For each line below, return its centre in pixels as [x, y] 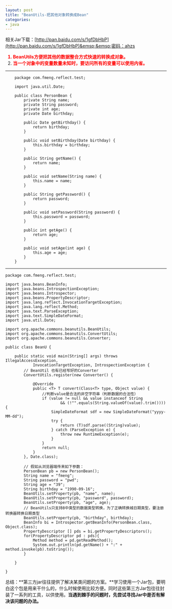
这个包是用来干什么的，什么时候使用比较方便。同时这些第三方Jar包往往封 [87, 588]
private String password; [51, 105]
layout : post [19, 10]
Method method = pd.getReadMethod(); [73, 541]
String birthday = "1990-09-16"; [59, 489]
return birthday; [51, 127]
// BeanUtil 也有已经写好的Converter [61, 371]
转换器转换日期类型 [23, 514]
